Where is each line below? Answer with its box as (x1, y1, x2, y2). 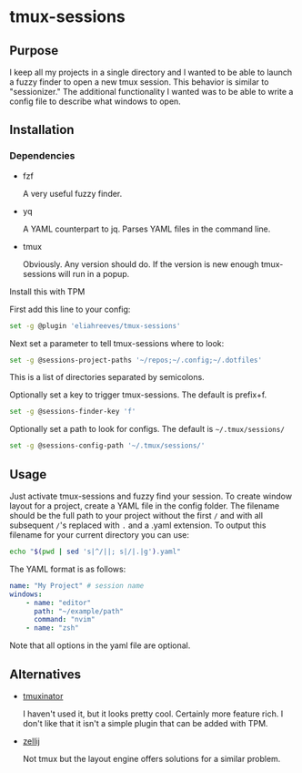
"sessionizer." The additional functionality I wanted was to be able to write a (9, 87, 294, 97)
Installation (9, 122, 75, 138)
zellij (22, 736, 41, 747)
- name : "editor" (25, 598, 92, 607)
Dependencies (9, 149, 75, 162)
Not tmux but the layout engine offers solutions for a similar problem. (22, 753, 281, 764)
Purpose (9, 43, 59, 58)
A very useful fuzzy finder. (22, 188, 123, 199)
